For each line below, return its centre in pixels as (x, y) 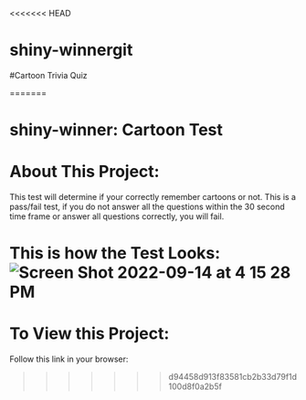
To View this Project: (90, 334)
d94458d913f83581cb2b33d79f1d (233, 377)
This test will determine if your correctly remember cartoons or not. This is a (153, 197)
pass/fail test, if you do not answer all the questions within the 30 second (147, 207)
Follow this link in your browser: (69, 359)
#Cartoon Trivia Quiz (49, 75)
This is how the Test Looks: (115, 253)
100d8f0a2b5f (195, 386)
